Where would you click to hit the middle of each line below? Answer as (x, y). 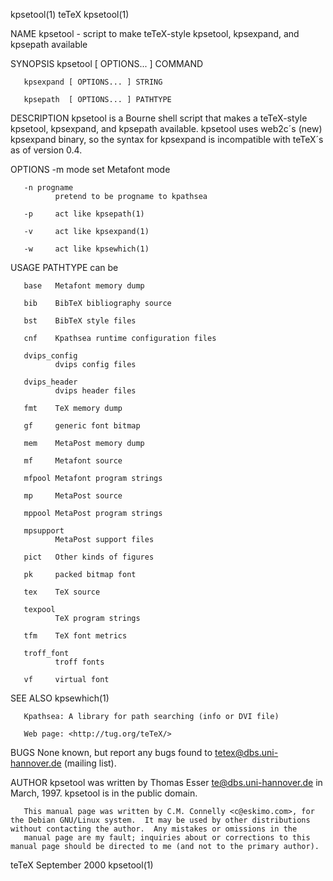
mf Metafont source (73, 461)
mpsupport (44, 531)
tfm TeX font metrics (75, 636)
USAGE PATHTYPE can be (64, 267)
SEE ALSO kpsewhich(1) (60, 698)
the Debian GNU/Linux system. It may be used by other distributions (160, 820)
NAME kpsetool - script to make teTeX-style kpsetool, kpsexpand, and (155, 33)
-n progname (48, 188)
